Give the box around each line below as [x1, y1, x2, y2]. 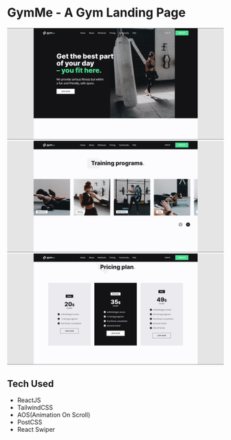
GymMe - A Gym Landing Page [7, 5, 186, 21]
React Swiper [16, 426, 56, 434]
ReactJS [16, 396, 41, 404]
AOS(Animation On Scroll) [16, 411, 91, 419]
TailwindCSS [16, 404, 54, 412]
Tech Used [7, 378, 54, 390]
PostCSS [16, 418, 43, 426]
